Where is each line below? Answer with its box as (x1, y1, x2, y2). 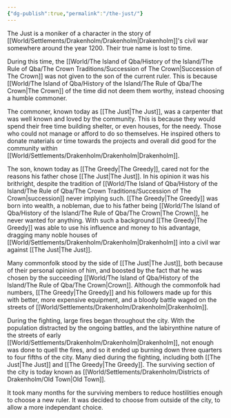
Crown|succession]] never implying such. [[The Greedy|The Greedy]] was (7, 194, 219, 202)
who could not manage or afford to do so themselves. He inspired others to (7, 129, 221, 137)
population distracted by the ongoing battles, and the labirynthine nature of (7, 323, 221, 332)
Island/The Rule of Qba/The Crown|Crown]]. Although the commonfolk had (7, 281, 221, 289)
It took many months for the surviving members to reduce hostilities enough (7, 388, 223, 397)
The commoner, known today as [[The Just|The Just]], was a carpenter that (7, 107, 223, 115)
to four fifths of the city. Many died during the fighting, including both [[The (7, 353, 221, 361)
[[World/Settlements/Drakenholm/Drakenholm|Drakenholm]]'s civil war (7, 36, 208, 45)
